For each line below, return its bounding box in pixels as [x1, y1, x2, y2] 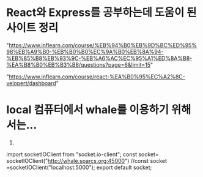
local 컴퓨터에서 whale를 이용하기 [6, 103, 169, 117]
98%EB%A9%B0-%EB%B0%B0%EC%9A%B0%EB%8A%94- [6, 48, 164, 55]
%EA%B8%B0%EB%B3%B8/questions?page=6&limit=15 [6, 61, 151, 68]
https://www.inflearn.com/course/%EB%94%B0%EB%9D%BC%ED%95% [9, 41, 197, 49]
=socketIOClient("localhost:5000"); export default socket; [6, 164, 152, 171]
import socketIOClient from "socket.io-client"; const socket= [6, 151, 159, 158]
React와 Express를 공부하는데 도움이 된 [6, 6, 197, 20]
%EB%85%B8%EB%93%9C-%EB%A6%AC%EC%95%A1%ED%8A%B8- [6, 55, 193, 62]
